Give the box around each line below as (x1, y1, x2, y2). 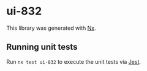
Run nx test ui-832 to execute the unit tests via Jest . (6, 58, 141, 65)
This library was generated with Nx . (6, 24, 96, 32)
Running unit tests (6, 42, 78, 52)
